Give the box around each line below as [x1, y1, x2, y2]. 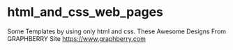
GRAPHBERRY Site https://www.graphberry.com [7, 34, 146, 42]
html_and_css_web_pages [7, 4, 164, 20]
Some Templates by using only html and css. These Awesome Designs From [7, 27, 227, 35]
